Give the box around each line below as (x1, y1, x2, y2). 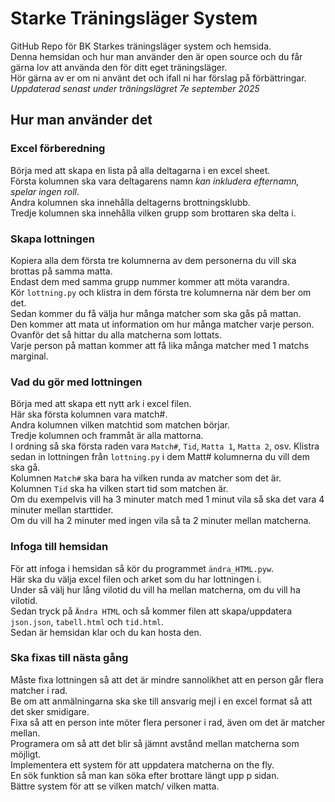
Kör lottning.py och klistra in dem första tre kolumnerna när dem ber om (10, 286, 312, 298)
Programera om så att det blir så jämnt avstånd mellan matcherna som (10, 737, 300, 749)
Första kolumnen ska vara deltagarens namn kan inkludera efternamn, (10, 175, 300, 187)
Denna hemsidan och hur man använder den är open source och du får (10, 50, 303, 62)
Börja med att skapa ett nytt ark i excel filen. (10, 398, 192, 410)
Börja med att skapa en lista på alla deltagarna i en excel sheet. (10, 164, 271, 176)
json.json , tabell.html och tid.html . (10, 615, 165, 627)
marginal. (10, 350, 49, 362)
